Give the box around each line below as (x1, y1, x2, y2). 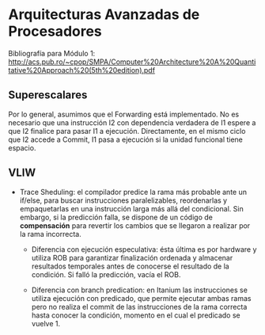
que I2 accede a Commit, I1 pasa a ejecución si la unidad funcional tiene (8, 135, 244, 144)
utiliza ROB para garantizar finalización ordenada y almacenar (31, 253, 233, 262)
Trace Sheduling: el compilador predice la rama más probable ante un (19, 187, 248, 196)
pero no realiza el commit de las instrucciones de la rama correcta (31, 302, 248, 311)
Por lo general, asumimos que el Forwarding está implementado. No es (8, 109, 240, 119)
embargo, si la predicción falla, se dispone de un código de (19, 212, 214, 222)
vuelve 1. (31, 318, 61, 328)
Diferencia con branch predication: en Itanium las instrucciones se (31, 285, 248, 295)
